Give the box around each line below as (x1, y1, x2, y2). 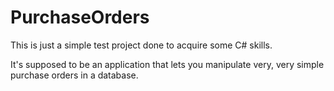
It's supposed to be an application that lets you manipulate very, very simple (10, 58, 325, 70)
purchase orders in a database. (10, 69, 139, 81)
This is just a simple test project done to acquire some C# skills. (10, 39, 273, 51)
